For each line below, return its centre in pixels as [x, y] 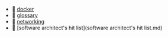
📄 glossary [25, 15]
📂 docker [23, 9]
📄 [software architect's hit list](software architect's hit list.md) [87, 28]
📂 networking [28, 21]
